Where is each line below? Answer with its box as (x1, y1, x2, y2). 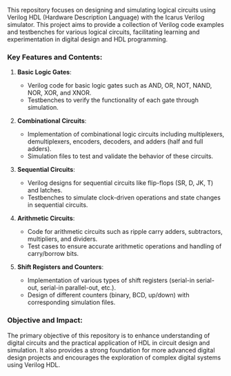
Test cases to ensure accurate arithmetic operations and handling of (27, 242, 222, 250)
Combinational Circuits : (17, 117, 87, 125)
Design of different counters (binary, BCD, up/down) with (27, 291, 190, 299)
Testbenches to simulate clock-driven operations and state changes (27, 193, 221, 202)
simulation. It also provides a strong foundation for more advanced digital (7, 346, 215, 354)
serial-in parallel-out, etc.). (40, 284, 116, 292)
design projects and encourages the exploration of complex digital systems (7, 353, 221, 362)
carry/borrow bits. (27, 250, 79, 258)
